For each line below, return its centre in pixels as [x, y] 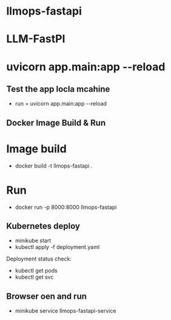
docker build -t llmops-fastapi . [54, 166]
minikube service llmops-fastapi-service [65, 311]
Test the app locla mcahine [58, 89]
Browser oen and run [46, 296]
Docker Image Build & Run [56, 123]
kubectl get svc [34, 277]
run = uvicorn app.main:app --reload [61, 104]
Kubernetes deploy [43, 226]
